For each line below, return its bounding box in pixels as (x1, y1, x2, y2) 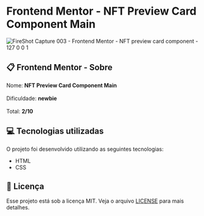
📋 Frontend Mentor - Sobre (6, 62, 113, 73)
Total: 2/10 (6, 107, 33, 115)
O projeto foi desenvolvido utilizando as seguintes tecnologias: (6, 145, 164, 153)
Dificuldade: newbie (6, 95, 57, 102)
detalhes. (6, 204, 30, 211)
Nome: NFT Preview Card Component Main (6, 81, 117, 89)
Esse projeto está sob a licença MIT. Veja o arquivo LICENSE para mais (6, 197, 185, 205)
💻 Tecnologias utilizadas (6, 126, 104, 137)
